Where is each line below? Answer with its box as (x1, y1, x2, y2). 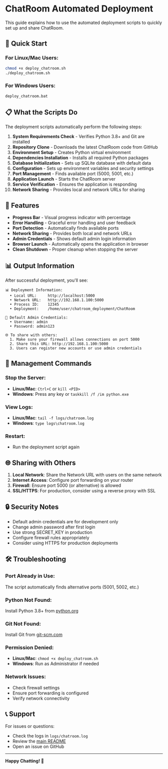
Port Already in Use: (5, 572, 55, 579)
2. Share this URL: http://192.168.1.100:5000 (9, 341, 108, 346)
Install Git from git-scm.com (5, 631, 62, 638)
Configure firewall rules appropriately (12, 534, 89, 540)
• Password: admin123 (9, 324, 55, 329)
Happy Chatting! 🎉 (5, 757, 44, 763)
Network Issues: (5, 673, 46, 680)
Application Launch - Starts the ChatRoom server (12, 176, 116, 182)
